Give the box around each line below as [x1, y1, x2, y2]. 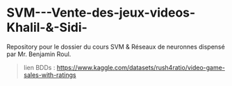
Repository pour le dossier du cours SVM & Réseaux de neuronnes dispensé [6, 42, 225, 51]
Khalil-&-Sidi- [6, 19, 88, 35]
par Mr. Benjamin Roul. [6, 50, 72, 58]
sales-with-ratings [23, 71, 76, 79]
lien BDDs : [23, 63, 56, 71]
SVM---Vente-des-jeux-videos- [6, 5, 196, 21]
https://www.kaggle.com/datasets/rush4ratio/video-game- [56, 63, 225, 71]
